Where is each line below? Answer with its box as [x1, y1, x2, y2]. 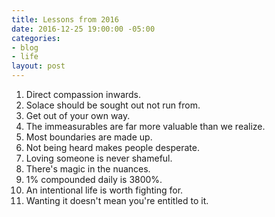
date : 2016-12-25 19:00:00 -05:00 [11, 24, 156, 34]
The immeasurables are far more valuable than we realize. [25, 121, 266, 132]
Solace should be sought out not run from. [25, 99, 201, 111]
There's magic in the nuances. [25, 163, 151, 175]
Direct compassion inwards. [25, 89, 142, 100]
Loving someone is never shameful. [25, 152, 173, 164]
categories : [11, 33, 61, 43]
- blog [11, 42, 39, 53]
